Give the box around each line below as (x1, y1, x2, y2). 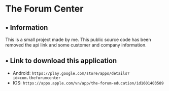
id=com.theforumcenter (12, 75, 61, 80)
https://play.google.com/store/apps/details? (31, 71, 130, 76)
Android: (12, 70, 31, 76)
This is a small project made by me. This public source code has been (5, 36, 151, 42)
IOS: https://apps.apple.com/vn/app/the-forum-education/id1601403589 (12, 79, 164, 86)
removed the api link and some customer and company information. (5, 42, 147, 48)
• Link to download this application (5, 57, 117, 65)
